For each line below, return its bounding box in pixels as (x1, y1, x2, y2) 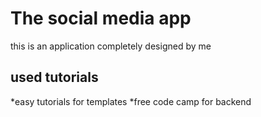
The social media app (10, 7, 192, 30)
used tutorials (10, 69, 99, 86)
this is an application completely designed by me (10, 40, 212, 52)
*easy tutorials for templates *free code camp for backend (10, 95, 252, 107)
